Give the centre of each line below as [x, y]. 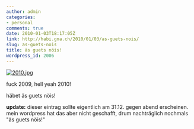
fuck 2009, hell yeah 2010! [39, 84]
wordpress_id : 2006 [30, 56]
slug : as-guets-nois [32, 45]
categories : [21, 17]
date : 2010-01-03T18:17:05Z [41, 34]
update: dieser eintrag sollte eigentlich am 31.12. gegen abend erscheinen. [97, 107]
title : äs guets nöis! [34, 50]
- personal [20, 22]
